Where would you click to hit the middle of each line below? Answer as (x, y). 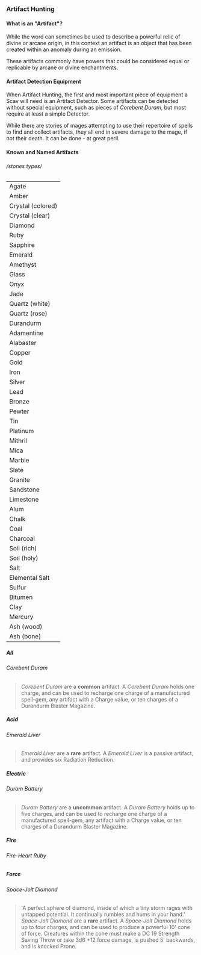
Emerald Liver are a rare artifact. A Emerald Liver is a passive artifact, (107, 753)
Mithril (18, 441)
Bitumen (21, 597)
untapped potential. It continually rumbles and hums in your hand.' (103, 915)
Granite (20, 480)
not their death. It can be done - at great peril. (63, 138)
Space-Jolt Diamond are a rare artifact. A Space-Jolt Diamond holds (106, 921)
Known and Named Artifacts (43, 152)
